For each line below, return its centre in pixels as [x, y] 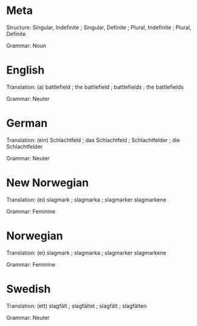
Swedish [28, 289]
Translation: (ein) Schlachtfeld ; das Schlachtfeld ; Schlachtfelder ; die [93, 140]
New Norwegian [48, 183]
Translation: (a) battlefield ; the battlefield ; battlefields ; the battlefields [95, 87]
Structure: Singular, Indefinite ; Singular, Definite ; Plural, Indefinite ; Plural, [99, 27]
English [25, 70]
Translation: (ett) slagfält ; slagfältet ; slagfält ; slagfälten [77, 306]
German [27, 124]
